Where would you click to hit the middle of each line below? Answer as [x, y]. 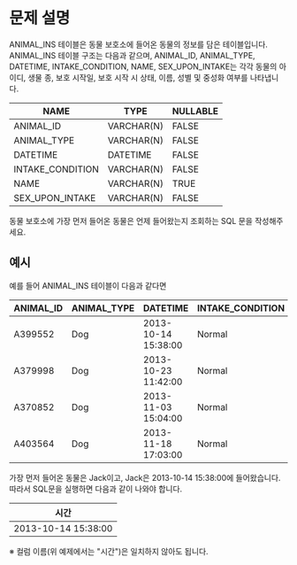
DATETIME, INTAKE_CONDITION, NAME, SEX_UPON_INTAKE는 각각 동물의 [143, 66]
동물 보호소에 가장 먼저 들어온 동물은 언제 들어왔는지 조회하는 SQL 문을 [131, 221]
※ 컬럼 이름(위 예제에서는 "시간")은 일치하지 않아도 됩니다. [109, 551]
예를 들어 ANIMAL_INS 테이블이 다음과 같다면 [88, 285]
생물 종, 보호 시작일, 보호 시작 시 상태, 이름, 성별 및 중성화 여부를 [138, 77]
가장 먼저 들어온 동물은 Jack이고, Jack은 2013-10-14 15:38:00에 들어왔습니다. [145, 477]
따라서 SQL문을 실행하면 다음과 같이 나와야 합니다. [96, 489]
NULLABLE [195, 111]
